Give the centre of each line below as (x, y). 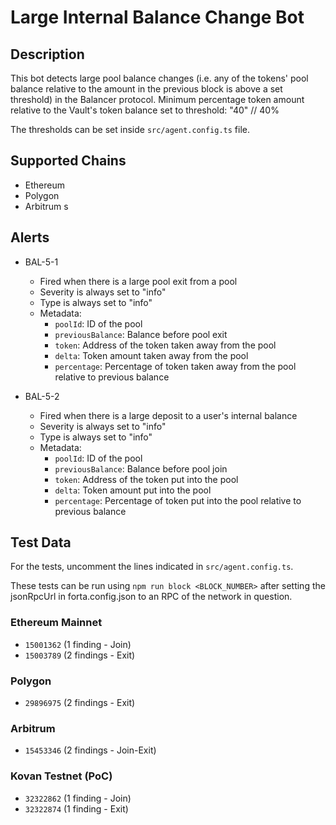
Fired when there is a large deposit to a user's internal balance (168, 415)
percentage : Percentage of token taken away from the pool (175, 366)
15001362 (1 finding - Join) (78, 644)
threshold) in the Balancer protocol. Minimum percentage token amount (157, 99)
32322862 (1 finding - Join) (78, 798)
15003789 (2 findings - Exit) (80, 655)
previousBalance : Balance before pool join (141, 468)
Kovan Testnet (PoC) (61, 776)
